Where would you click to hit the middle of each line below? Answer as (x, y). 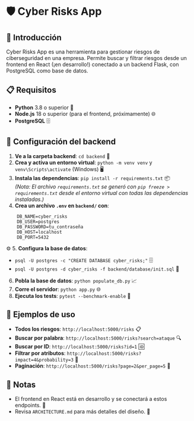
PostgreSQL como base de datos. (47, 71)
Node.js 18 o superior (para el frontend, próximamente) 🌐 (85, 114)
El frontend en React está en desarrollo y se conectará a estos (91, 399)
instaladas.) (29, 199)
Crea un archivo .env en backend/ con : (62, 205)
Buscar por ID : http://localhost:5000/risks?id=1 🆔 (79, 347)
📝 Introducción (34, 37)
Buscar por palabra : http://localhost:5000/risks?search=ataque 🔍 (98, 338)
